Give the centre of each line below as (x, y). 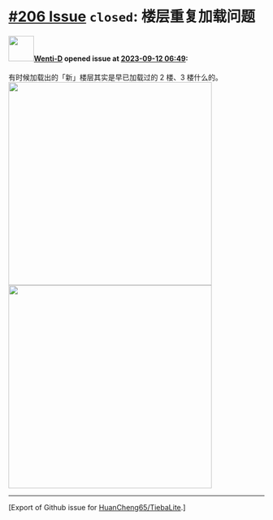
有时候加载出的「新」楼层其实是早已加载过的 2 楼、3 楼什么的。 (115, 77)
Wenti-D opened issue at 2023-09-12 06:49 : (111, 58)
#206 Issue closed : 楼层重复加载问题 (132, 17)
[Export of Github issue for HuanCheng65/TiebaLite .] (97, 508)
